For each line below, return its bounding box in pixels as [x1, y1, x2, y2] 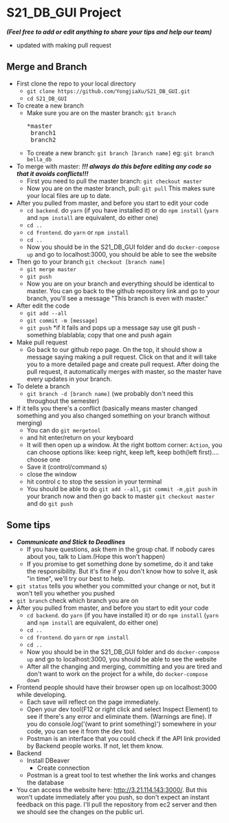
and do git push [26, 499, 74, 508]
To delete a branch [16, 381, 70, 390]
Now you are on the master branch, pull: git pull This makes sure [26, 184, 215, 192]
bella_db [26, 156, 52, 163]
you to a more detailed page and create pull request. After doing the [26, 360, 219, 368]
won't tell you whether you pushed [16, 588, 115, 597]
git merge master [26, 266, 77, 273]
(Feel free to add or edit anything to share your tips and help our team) [6, 28, 212, 36]
